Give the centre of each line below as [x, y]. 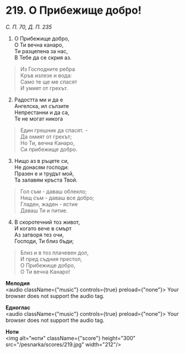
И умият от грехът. [44, 88]
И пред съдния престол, [51, 259]
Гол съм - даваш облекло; [54, 191]
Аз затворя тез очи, [39, 235]
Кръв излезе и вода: [46, 75]
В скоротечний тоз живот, [47, 222]
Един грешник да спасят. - [54, 130]
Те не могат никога [38, 118]
